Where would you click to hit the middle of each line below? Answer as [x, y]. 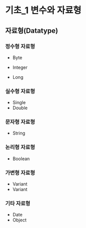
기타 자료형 [18, 203]
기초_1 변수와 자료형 [43, 10]
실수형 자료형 [20, 91]
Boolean [21, 158]
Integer [20, 67]
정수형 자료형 [20, 46]
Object [19, 220]
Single [19, 103]
